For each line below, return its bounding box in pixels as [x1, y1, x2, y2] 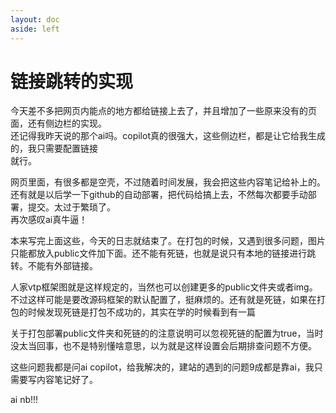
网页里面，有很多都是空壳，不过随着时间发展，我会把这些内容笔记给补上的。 [10, 176, 326, 188]
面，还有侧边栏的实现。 [10, 117, 107, 130]
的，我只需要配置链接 [10, 142, 98, 155]
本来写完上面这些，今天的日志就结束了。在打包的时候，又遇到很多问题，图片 [10, 235, 326, 247]
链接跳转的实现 [10, 70, 134, 93]
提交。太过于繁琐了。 [27, 201, 116, 213]
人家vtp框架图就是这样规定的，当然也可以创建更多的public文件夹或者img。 [10, 281, 318, 293]
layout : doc [10, 14, 60, 25]
